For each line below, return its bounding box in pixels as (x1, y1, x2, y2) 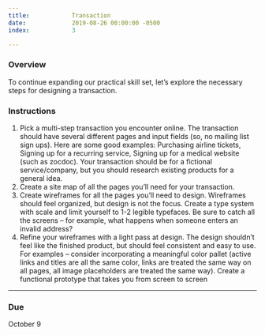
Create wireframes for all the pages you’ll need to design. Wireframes (19, 190, 247, 200)
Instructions (8, 105, 57, 116)
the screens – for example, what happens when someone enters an (19, 215, 239, 225)
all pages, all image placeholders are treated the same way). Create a (19, 265, 245, 275)
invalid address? (19, 224, 73, 233)
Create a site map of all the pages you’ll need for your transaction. (19, 182, 235, 191)
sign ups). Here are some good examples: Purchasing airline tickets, (19, 140, 241, 149)
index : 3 (8, 26, 77, 34)
